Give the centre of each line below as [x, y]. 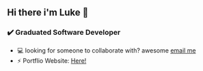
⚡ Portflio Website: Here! [52, 60]
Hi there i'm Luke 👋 [48, 13]
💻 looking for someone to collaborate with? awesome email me [106, 50]
